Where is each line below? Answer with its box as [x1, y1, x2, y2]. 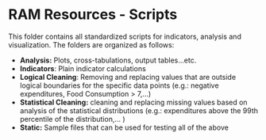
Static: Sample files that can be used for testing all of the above [19, 123, 229, 132]
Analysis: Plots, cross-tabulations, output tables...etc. [19, 55, 197, 65]
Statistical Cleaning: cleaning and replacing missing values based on [19, 97, 248, 107]
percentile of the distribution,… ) [19, 114, 125, 123]
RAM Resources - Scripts [8, 6, 178, 24]
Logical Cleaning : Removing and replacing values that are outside [19, 72, 237, 81]
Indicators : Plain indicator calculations [19, 63, 147, 73]
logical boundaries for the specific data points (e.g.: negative [19, 81, 220, 90]
